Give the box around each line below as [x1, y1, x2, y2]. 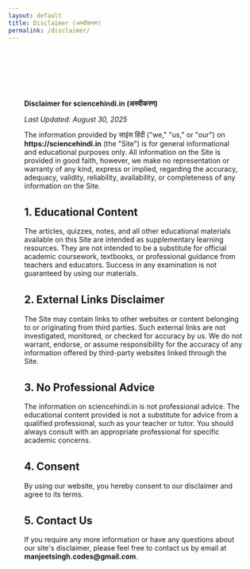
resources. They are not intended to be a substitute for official [24, 243, 227, 253]
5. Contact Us [24, 513, 93, 527]
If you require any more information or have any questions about [24, 535, 235, 544]
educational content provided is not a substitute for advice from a [24, 410, 238, 420]
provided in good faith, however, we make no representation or [24, 156, 230, 165]
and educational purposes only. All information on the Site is [24, 147, 221, 157]
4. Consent [24, 460, 80, 474]
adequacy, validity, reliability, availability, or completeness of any [24, 172, 236, 182]
